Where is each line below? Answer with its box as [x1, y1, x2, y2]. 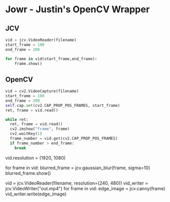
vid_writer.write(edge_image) [5, 191, 67, 197]
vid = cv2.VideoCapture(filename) [5, 88, 79, 94]
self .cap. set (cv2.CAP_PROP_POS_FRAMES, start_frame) [5, 103, 120, 108]
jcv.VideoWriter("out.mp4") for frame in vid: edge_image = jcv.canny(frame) [5, 185, 165, 191]
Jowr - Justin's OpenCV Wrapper [5, 4, 150, 15]
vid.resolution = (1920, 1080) [5, 154, 66, 161]
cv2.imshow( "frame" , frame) [10, 126, 70, 131]
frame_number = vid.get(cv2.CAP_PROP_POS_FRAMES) [10, 136, 118, 141]
